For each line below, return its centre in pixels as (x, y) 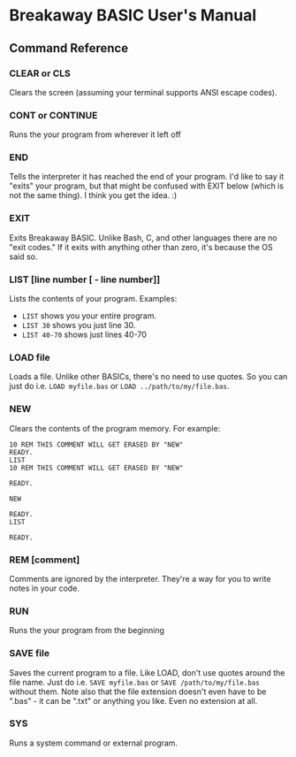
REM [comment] (45, 560)
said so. (23, 256)
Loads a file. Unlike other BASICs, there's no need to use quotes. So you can (148, 377)
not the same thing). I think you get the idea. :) (93, 195)
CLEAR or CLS (40, 73)
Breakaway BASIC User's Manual (133, 15)
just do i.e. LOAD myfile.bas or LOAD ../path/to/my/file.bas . (119, 386)
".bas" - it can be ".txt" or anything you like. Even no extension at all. (133, 700)
